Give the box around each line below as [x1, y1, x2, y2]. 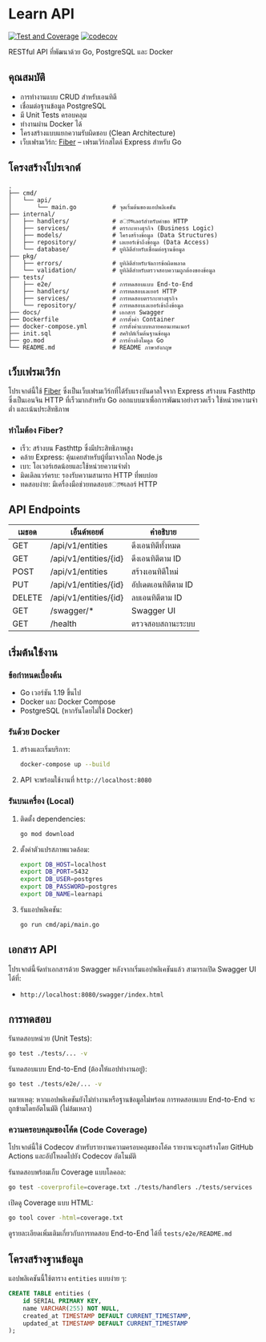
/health [50, 618, 78, 629]
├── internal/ [8, 210, 56, 218]
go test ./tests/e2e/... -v [8, 1080, 103, 1089]
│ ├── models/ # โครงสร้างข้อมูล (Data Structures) [8, 231, 218, 239]
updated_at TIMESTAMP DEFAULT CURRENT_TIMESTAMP [22, 1320, 188, 1328]
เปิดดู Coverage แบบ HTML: [8, 1198, 94, 1207]
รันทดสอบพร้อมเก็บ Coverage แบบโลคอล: [8, 1167, 127, 1177]
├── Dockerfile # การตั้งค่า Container [8, 315, 175, 323]
